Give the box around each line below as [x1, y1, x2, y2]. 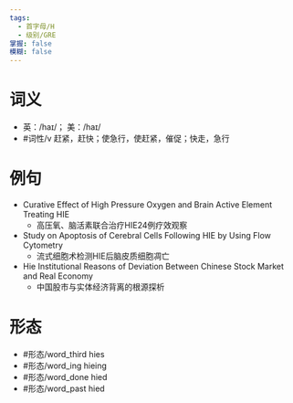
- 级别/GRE [17, 30, 57, 39]
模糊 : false [9, 48, 52, 57]
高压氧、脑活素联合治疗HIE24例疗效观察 [36, 220, 188, 230]
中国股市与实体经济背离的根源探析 [36, 281, 165, 292]
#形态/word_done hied [22, 371, 108, 382]
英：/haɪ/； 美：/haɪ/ [22, 122, 101, 133]
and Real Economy [22, 270, 94, 281]
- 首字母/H [17, 22, 55, 31]
